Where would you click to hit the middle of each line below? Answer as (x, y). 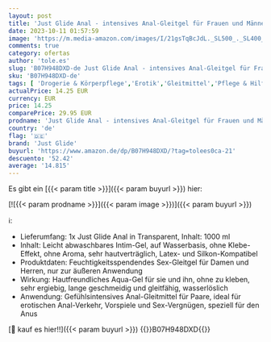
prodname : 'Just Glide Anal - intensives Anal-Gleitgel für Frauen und (131, 121)
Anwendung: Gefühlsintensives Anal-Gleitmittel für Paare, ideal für (131, 297)
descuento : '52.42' (41, 158)
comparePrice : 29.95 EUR (50, 114)
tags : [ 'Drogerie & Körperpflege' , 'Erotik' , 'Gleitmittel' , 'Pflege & (128, 83)
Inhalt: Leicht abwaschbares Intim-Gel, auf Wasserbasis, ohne (123, 245)
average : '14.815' (39, 166)
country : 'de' (32, 128)
